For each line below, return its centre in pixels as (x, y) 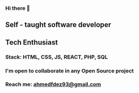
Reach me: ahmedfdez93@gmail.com (53, 84)
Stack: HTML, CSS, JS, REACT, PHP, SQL (57, 57)
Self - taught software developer (58, 25)
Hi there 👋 (18, 8)
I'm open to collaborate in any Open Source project (69, 70)
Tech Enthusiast (32, 42)
